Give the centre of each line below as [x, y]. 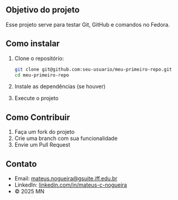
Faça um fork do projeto [44, 132]
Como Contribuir [38, 117]
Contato [21, 164]
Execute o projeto [36, 98]
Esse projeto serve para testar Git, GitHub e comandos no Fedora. [88, 24]
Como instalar [33, 44]
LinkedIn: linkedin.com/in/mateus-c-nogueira [71, 185]
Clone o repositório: [39, 58]
